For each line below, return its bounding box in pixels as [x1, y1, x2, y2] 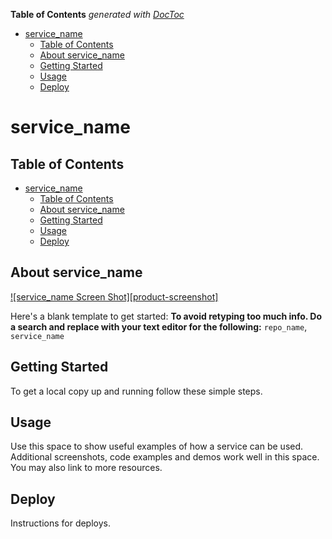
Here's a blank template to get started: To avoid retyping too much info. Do [10, 310, 323, 322]
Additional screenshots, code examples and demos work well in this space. [10, 451, 320, 463]
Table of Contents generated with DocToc [10, 9, 185, 20]
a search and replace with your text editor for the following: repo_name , [10, 320, 308, 333]
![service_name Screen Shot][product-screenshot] [10, 290, 219, 303]
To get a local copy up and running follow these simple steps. [10, 385, 263, 397]
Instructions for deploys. [10, 517, 111, 529]
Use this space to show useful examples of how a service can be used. [10, 440, 304, 453]
